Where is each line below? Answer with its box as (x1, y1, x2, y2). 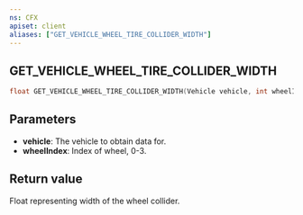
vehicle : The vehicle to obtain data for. (22, 136, 167, 147)
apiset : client (9, 22, 67, 31)
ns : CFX (9, 13, 39, 22)
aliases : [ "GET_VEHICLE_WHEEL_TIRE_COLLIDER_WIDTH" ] (9, 30, 212, 39)
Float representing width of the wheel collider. (9, 195, 180, 206)
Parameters (9, 112, 77, 127)
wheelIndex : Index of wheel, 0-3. (22, 145, 147, 156)
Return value (9, 172, 83, 187)
